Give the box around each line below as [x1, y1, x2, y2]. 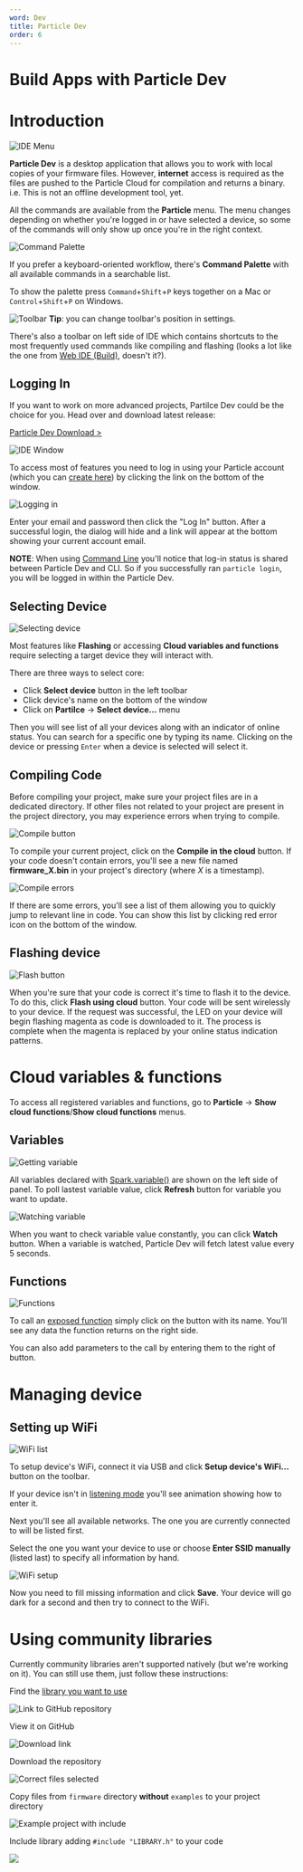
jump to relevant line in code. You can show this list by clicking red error [9, 909, 278, 920]
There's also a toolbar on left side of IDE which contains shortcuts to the [9, 330, 279, 341]
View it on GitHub [9, 1721, 75, 1732]
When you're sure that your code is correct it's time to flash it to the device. [9, 987, 291, 998]
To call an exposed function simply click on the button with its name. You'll [9, 1315, 288, 1326]
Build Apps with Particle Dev [9, 69, 228, 90]
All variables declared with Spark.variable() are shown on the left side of [9, 1174, 279, 1185]
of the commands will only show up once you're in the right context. [9, 224, 263, 234]
